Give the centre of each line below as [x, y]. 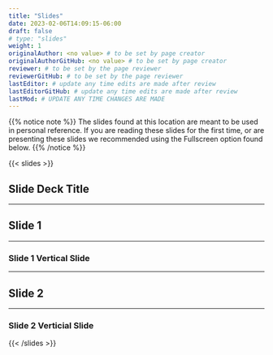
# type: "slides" [38, 38]
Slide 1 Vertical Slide [50, 258]
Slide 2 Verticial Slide [51, 325]
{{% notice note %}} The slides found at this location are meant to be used [133, 122]
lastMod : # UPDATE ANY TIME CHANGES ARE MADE [87, 99]
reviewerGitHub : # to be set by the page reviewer [96, 76]
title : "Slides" [36, 16]
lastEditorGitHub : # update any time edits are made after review [123, 91]
